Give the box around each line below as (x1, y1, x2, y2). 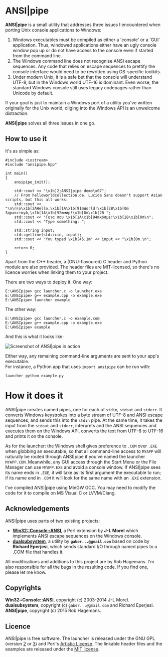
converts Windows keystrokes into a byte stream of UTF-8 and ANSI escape (5, 412, 163, 418)
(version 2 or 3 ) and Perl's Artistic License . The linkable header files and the (5, 641, 162, 647)
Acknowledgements (5, 505, 70, 513)
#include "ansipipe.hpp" (5, 162, 57, 167)
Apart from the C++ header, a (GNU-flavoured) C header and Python (5, 258, 147, 264)
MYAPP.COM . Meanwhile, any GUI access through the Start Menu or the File (5, 459, 157, 465)
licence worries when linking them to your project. (5, 269, 109, 275)
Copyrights (5, 583, 41, 592)
